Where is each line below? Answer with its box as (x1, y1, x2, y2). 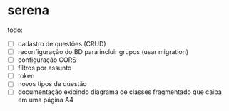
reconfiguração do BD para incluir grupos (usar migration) (17, 48, 189, 55)
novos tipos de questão (17, 80, 87, 88)
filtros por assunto (17, 63, 72, 73)
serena (7, 2, 50, 18)
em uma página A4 (17, 95, 73, 105)
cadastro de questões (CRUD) (17, 39, 106, 48)
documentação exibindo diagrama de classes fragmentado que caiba (17, 88, 223, 96)
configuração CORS (17, 55, 77, 64)
